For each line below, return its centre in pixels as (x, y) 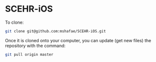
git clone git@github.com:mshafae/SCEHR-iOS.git (56, 31)
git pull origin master (29, 54)
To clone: (14, 22)
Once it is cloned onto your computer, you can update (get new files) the (78, 40)
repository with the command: (35, 46)
